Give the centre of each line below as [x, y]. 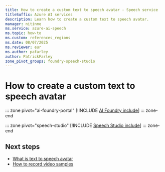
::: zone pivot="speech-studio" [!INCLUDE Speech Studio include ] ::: [76, 125]
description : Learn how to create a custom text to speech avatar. [77, 19]
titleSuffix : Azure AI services [39, 15]
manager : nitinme [23, 24]
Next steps [23, 147]
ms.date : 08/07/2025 [27, 43]
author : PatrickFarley [29, 56]
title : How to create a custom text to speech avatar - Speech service [81, 10]
